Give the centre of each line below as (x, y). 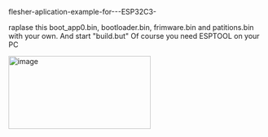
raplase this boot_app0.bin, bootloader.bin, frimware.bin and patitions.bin (131, 27)
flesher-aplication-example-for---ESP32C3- (83, 12)
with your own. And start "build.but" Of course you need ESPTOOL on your (134, 36)
